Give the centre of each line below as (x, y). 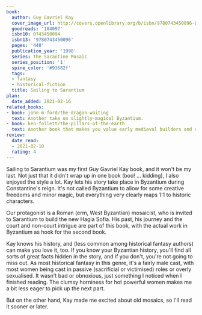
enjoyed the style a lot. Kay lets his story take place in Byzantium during (95, 182)
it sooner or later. (27, 306)
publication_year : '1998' (44, 51)
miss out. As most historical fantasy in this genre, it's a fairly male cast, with (100, 263)
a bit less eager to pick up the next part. (56, 288)
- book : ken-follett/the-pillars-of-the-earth (66, 124)
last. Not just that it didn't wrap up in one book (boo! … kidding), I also (93, 175)
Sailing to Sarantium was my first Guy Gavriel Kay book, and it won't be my (99, 169)
